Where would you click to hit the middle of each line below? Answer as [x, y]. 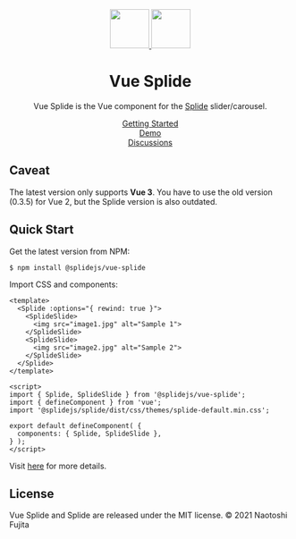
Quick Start [42, 230]
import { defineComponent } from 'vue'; [86, 402]
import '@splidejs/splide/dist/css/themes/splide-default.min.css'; [140, 410]
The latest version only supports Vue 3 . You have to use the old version [141, 192]
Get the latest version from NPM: [70, 251]
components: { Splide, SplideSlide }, [90, 434]
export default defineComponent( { [76, 425]
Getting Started [150, 123]
